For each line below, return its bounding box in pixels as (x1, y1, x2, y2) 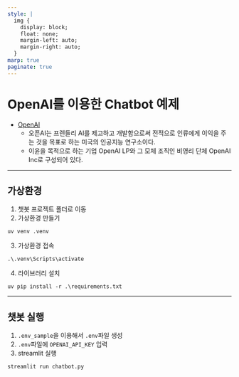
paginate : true (7, 63, 53, 70)
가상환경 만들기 (17, 214, 60, 223)
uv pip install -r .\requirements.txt (7, 283, 122, 290)
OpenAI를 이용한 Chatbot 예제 (7, 96, 180, 112)
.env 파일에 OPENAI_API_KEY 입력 (17, 340, 108, 349)
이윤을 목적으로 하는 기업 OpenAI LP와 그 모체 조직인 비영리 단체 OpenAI (28, 147, 231, 155)
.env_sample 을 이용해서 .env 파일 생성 (17, 331, 123, 340)
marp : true (7, 57, 40, 64)
